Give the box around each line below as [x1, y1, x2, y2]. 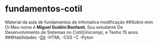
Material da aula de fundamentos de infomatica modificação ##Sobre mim [5, 19, 154, 25]
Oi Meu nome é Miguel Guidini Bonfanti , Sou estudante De [5, 24, 123, 30]
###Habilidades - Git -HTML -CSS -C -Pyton [5, 34, 94, 40]
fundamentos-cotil [5, 3, 82, 14]
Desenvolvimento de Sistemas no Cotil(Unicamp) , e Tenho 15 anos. [5, 29, 139, 35]
